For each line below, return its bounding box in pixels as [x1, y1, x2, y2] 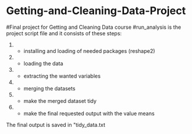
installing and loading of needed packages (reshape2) [23, 47, 155, 54]
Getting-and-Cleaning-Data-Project [6, 4, 186, 18]
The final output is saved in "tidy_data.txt [6, 121, 106, 128]
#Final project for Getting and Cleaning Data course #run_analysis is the [6, 24, 181, 31]
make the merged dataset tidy [23, 97, 97, 104]
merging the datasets [23, 85, 76, 92]
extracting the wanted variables [23, 72, 101, 79]
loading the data [23, 60, 64, 67]
